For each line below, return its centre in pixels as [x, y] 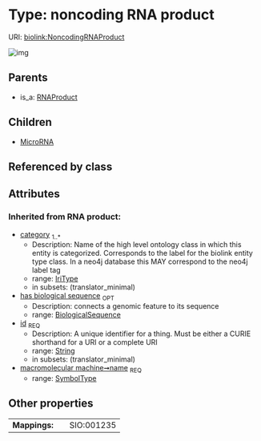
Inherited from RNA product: [65, 216]
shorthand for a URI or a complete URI [94, 342]
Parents [28, 78]
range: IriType [55, 279]
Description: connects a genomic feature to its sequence [125, 306]
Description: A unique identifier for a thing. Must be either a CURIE [141, 334]
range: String [53, 351]
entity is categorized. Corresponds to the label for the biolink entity [143, 253]
